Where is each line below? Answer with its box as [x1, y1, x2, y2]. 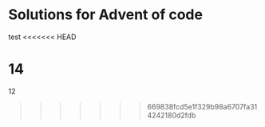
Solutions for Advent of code [8, 6, 204, 24]
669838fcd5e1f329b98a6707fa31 [147, 101, 258, 111]
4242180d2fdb [147, 110, 196, 120]
